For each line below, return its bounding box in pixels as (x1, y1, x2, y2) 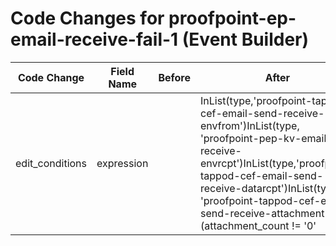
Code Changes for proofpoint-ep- (10, 7, 297, 30)
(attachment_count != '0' (200, 218, 317, 232)
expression (96, 156, 149, 170)
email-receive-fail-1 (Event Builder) (10, 28, 310, 51)
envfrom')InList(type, (200, 118, 300, 132)
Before (158, 70, 192, 84)
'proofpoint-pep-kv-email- (200, 131, 333, 145)
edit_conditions (15, 156, 87, 170)
